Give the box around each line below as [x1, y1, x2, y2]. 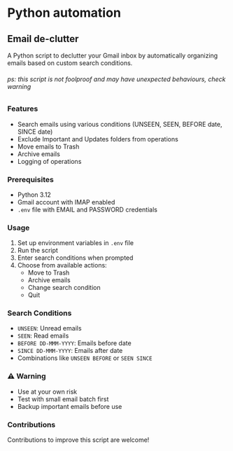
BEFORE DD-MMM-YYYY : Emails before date [17, 339, 132, 347]
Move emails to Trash [17, 142, 80, 151]
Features [7, 104, 38, 113]
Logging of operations [17, 157, 82, 165]
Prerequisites [7, 174, 54, 184]
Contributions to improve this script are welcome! [7, 436, 150, 444]
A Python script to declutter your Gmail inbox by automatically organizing [7, 51, 218, 60]
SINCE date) [17, 127, 53, 136]
